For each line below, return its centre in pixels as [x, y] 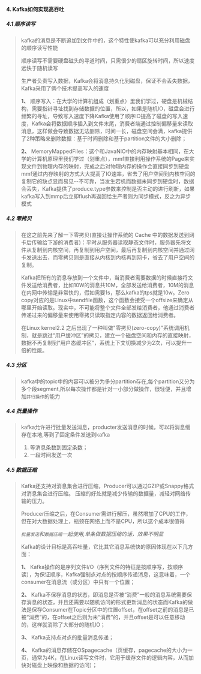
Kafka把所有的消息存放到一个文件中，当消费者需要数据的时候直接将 [104, 277]
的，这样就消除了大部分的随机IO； [63, 625]
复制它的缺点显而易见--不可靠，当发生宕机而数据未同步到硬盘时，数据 [107, 181]
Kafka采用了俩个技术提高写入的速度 [65, 88]
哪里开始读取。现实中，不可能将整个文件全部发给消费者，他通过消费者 [108, 307]
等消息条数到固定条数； [59, 447]
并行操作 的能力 [43, 396]
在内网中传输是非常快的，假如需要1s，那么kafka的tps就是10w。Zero [105, 292]
